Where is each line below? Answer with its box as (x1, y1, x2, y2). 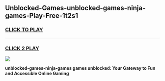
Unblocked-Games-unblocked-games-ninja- (5, 4, 146, 12)
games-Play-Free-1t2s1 (5, 12, 79, 20)
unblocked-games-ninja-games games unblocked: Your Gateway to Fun (5, 65, 156, 71)
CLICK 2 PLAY (5, 45, 39, 52)
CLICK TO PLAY (5, 27, 43, 33)
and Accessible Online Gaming (5, 70, 69, 76)
